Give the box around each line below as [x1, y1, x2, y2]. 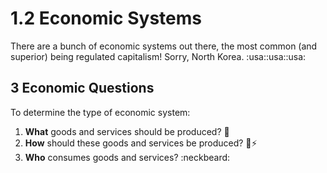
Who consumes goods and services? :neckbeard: [24, 151, 231, 163]
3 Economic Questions [10, 80, 155, 97]
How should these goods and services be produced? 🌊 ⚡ [24, 137, 258, 149]
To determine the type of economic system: [10, 106, 191, 118]
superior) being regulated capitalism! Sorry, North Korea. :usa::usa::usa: [10, 50, 307, 62]
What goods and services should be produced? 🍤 [24, 125, 230, 137]
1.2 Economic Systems [10, 7, 202, 30]
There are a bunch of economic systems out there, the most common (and [10, 40, 318, 52]
